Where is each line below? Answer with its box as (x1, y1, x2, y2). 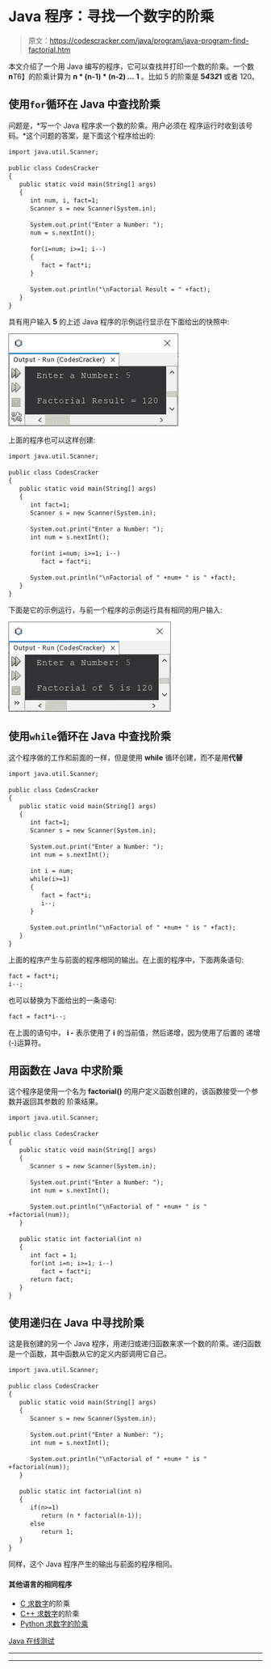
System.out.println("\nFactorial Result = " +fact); (29, 285, 211, 294)
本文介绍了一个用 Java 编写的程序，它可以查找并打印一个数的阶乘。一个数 (8, 61, 255, 71)
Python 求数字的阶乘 (19, 1619, 89, 1629)
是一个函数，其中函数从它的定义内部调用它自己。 (8, 1349, 171, 1359)
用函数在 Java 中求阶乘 (8, 1063, 123, 1077)
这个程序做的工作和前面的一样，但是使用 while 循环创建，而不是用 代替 (8, 752, 244, 762)
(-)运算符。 (8, 1037, 46, 1048)
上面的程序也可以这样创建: (8, 434, 96, 445)
